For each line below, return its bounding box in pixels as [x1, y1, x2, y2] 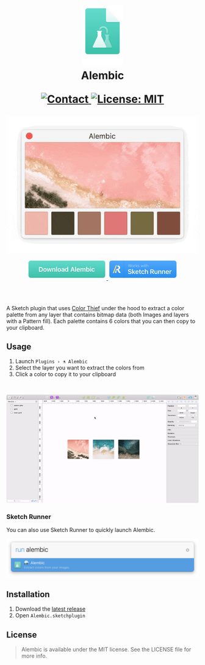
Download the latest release [15, 605, 86, 612]
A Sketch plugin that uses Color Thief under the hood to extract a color [6, 304, 185, 311]
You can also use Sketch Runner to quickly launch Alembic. [6, 526, 156, 534]
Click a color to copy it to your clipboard [15, 371, 116, 378]
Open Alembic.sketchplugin [15, 612, 85, 619]
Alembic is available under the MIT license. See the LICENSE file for [21, 646, 192, 653]
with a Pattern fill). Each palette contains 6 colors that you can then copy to [6, 317, 196, 325]
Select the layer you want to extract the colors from [15, 364, 145, 371]
